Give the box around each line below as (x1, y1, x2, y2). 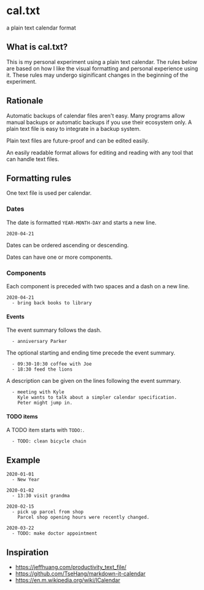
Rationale (6, 96, 44, 106)
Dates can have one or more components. (6, 253, 113, 261)
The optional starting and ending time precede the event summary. (6, 349, 176, 356)
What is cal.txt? (6, 42, 68, 52)
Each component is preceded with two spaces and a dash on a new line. (6, 282, 190, 289)
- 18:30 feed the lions (12, 366, 73, 372)
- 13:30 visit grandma (12, 493, 70, 499)
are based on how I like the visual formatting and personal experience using (6, 65, 198, 72)
